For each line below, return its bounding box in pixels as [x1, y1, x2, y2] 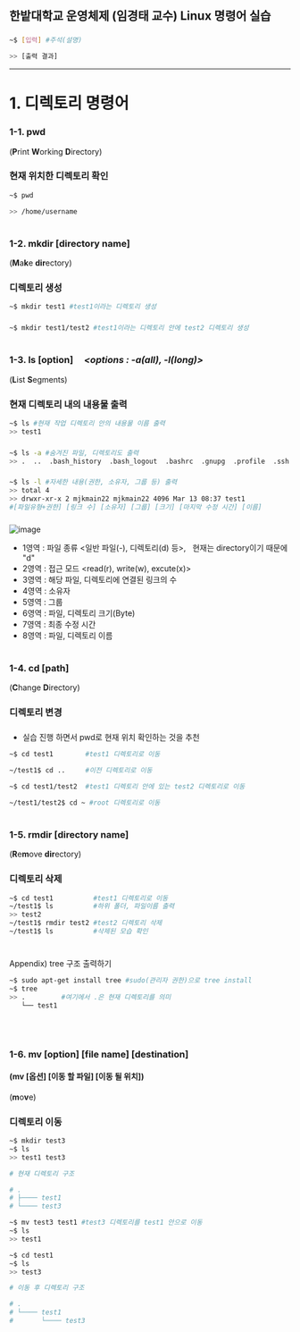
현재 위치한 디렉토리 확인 [9, 170, 109, 182]
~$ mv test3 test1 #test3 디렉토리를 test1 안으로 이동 [9, 1218, 203, 1227]
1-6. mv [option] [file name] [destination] [9, 1048, 189, 1060]
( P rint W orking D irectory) [9, 146, 103, 156]
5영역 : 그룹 [21, 596, 63, 607]
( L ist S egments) [9, 374, 68, 384]
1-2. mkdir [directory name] [9, 237, 131, 249]
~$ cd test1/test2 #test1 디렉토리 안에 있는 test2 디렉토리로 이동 [9, 781, 246, 791]
